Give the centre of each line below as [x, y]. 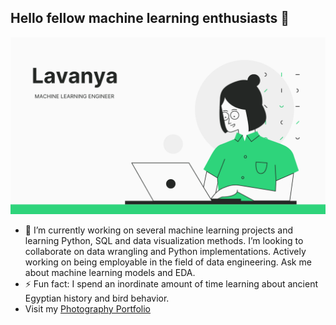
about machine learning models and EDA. [110, 273]
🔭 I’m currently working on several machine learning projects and [159, 230]
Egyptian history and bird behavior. [97, 298]
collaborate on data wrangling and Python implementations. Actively [165, 252]
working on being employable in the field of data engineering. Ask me [168, 262]
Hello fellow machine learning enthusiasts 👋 [150, 18]
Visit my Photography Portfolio [87, 309]
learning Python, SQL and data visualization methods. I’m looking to [164, 241]
